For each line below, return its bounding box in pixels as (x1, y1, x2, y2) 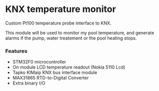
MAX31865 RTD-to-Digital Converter (12, 75, 89, 81)
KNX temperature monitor (5, 3, 116, 15)
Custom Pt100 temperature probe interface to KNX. (5, 20, 112, 26)
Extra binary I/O (12, 80, 45, 86)
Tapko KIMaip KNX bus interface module (12, 69, 97, 75)
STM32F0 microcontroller (12, 59, 67, 65)
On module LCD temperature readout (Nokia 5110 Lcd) (12, 64, 126, 70)
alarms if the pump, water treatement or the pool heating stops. (5, 35, 137, 41)
